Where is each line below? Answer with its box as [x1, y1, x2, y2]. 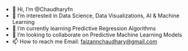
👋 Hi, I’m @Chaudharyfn [12, 6, 73, 13]
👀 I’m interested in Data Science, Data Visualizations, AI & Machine [12, 12, 180, 19]
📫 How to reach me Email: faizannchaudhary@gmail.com [12, 38, 157, 45]
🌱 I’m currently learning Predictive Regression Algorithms [12, 25, 156, 32]
